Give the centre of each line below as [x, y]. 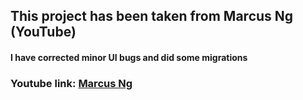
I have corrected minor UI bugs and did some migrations [129, 57]
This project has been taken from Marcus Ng [152, 16]
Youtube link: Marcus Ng [71, 83]
